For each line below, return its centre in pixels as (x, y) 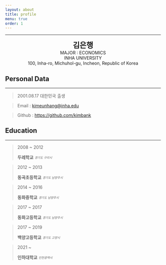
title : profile (21, 14)
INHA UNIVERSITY (83, 58)
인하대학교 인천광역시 (35, 257)
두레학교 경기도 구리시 (35, 157)
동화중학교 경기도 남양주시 (38, 197)
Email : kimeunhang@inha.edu (48, 106)
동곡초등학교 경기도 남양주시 (40, 177)
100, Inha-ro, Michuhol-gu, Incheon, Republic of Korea (83, 63)
